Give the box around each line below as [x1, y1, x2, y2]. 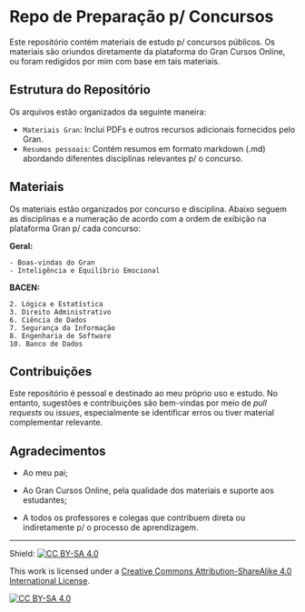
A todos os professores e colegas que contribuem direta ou [22, 512, 246, 524]
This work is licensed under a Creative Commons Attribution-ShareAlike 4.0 [9, 566, 292, 577]
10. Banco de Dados [9, 339, 84, 348]
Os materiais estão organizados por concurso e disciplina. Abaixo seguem [9, 203, 288, 215]
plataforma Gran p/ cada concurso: [9, 223, 141, 234]
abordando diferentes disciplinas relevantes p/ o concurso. [22, 153, 243, 164]
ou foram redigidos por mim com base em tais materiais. [9, 55, 221, 66]
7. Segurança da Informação [9, 323, 116, 333]
